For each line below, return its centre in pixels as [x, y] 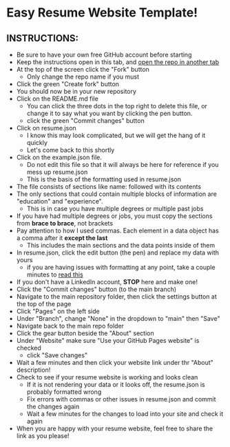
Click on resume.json [46, 128]
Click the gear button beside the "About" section [85, 333]
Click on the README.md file [57, 99]
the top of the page [44, 304]
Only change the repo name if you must [83, 77]
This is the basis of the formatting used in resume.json [104, 179]
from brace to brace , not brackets [65, 223]
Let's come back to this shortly [71, 150]
